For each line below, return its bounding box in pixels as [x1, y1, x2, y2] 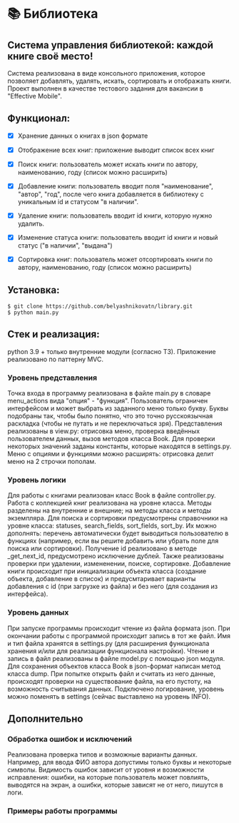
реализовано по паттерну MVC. [7, 355, 104, 363]
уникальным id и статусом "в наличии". [17, 198, 139, 206]
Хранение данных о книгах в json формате [17, 131, 148, 140]
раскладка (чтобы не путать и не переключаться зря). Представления [7, 419, 223, 428]
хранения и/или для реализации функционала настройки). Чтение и [7, 647, 215, 655]
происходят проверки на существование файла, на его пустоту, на [7, 677, 212, 685]
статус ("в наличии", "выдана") [17, 241, 113, 250]
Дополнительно [7, 713, 83, 725]
